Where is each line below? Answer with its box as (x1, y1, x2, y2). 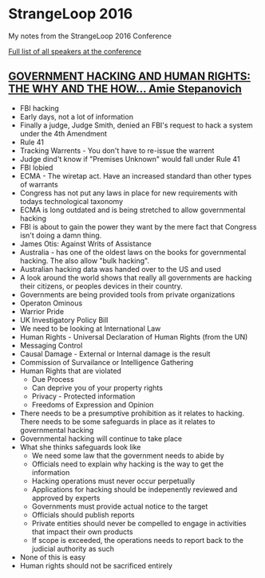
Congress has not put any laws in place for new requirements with (19, 188, 238, 198)
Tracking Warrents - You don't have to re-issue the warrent (19, 145, 215, 155)
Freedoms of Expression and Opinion (31, 399, 154, 409)
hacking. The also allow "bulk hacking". (19, 256, 150, 265)
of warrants (19, 179, 58, 189)
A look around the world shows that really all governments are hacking (19, 273, 252, 282)
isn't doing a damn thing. (19, 230, 102, 240)
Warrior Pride (19, 306, 65, 316)
